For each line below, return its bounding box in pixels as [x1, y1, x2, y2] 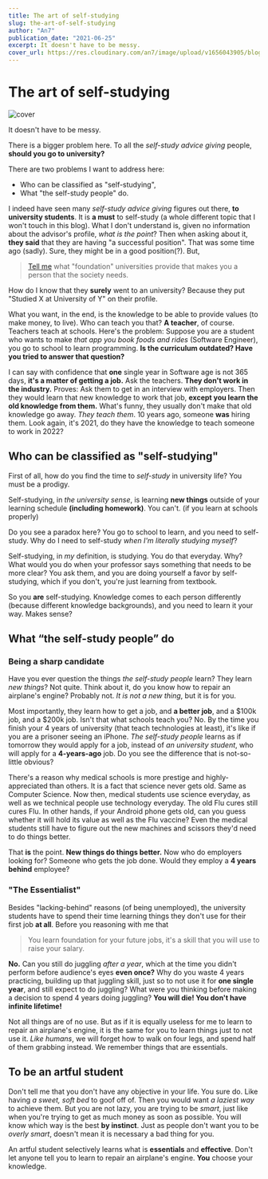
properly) [8, 511, 39, 521]
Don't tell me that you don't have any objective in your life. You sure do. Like [8, 1086, 258, 1096]
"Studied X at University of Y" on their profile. [8, 294, 158, 303]
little [8, 757, 22, 767]
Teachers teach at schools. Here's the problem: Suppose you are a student [8, 326, 255, 336]
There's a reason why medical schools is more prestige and [8, 773, 205, 783]
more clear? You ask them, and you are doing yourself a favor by [8, 568, 221, 578]
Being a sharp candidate [8, 656, 105, 667]
